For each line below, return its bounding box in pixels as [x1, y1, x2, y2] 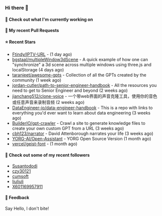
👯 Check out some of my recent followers [5, 152, 90, 158]
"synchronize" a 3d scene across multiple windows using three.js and [12, 62, 152, 67]
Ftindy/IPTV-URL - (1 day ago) [12, 51, 72, 57]
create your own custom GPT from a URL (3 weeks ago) [12, 126, 124, 132]
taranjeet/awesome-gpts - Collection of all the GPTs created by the [12, 72, 146, 78]
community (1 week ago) [12, 77, 62, 83]
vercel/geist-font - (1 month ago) [12, 141, 78, 147]
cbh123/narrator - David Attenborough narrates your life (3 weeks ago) [12, 131, 154, 136]
